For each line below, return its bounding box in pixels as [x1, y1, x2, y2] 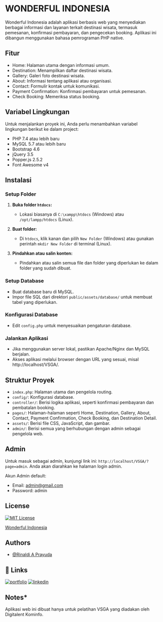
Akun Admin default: [5, 473, 47, 478]
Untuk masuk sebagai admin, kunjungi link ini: [5, 458, 97, 464]
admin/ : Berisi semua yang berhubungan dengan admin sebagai [12, 425, 141, 431]
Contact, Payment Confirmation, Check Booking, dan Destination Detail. [12, 415, 157, 421]
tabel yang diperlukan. [12, 299, 58, 305]
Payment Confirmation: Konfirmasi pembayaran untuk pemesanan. [12, 88, 147, 94]
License [5, 502, 30, 510]
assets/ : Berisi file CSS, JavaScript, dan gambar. [12, 420, 111, 426]
